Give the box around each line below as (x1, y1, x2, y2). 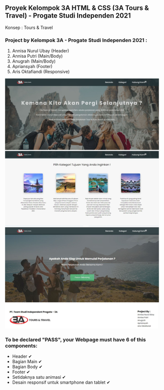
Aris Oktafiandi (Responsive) (12, 69, 70, 75)
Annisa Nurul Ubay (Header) (12, 48, 69, 54)
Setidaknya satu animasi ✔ (12, 374, 66, 380)
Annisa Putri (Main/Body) (12, 53, 63, 59)
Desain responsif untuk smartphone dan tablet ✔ (12, 379, 111, 386)
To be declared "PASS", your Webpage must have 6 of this (5, 336, 146, 343)
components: (5, 342, 38, 349)
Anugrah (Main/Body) (12, 58, 56, 64)
